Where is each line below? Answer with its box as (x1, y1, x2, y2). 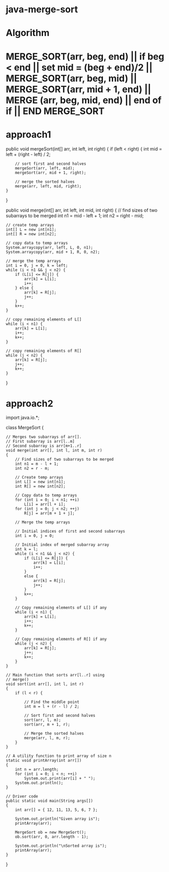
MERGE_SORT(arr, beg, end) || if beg (6, 50, 164, 62)
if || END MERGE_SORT (6, 105, 104, 117)
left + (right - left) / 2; (6, 151, 51, 157)
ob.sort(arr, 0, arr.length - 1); (15, 835, 89, 840)
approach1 (6, 128, 51, 140)
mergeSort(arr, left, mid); (15, 165, 75, 170)
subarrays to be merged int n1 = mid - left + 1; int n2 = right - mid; (6, 212, 144, 219)
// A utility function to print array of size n (6, 753, 112, 759)
